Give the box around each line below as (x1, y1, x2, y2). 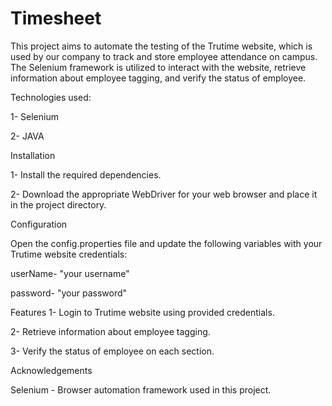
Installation (10, 149, 56, 161)
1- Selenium (10, 110, 59, 122)
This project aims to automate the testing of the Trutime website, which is (10, 40, 313, 52)
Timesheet (10, 7, 102, 30)
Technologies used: (10, 91, 92, 103)
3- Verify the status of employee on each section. (10, 345, 215, 357)
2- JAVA (10, 130, 45, 142)
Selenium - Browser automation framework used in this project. (10, 383, 272, 396)
